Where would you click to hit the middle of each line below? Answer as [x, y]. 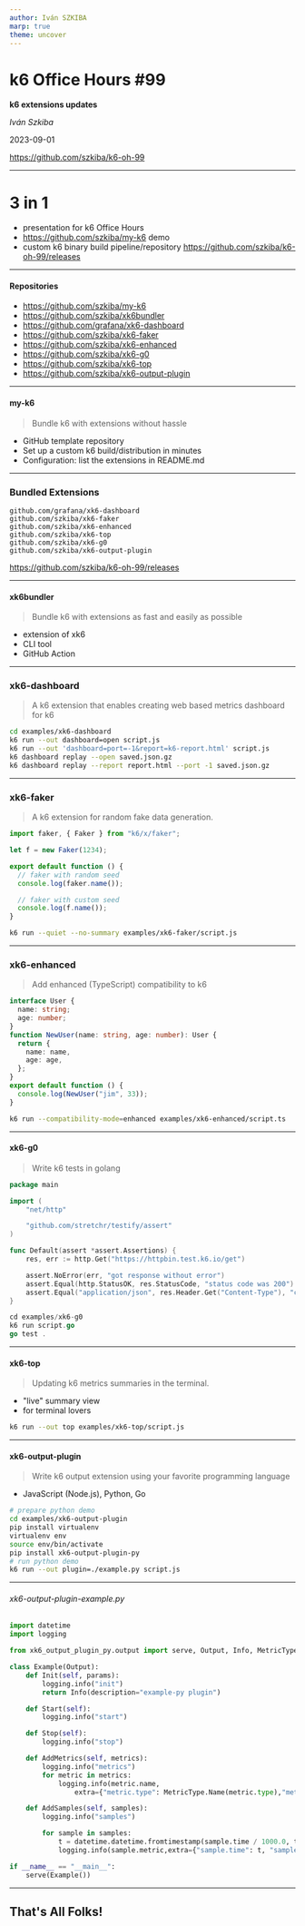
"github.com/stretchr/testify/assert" [99, 1226]
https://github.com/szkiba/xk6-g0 [86, 354]
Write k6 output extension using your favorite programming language [161, 1477]
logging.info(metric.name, [109, 1784]
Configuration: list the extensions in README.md [113, 460]
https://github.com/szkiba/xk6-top [87, 364]
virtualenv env [38, 1536]
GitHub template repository [73, 440]
